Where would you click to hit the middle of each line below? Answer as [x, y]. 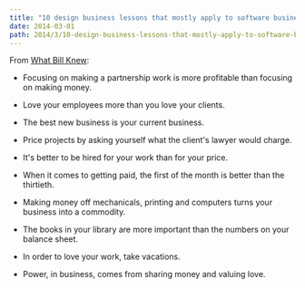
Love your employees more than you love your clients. [123, 105]
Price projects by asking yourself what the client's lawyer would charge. [157, 140]
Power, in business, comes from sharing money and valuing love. [144, 274]
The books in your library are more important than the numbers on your [156, 230]
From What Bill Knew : [49, 61]
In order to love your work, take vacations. [102, 257]
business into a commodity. [74, 212]
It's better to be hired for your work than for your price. [125, 158]
